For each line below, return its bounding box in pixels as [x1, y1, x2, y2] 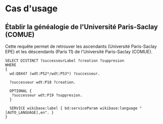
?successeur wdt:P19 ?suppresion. [11, 93, 83, 98]
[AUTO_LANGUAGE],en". [5, 110, 50, 115]
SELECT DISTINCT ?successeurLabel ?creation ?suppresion [5, 58, 125, 63]
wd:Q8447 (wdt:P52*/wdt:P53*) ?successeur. [9, 71, 100, 76]
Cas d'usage [5, 3, 58, 14]
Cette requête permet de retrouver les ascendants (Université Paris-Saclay [5, 43, 157, 49]
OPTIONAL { [9, 88, 32, 93]
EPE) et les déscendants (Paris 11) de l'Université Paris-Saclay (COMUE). [5, 49, 153, 54]
